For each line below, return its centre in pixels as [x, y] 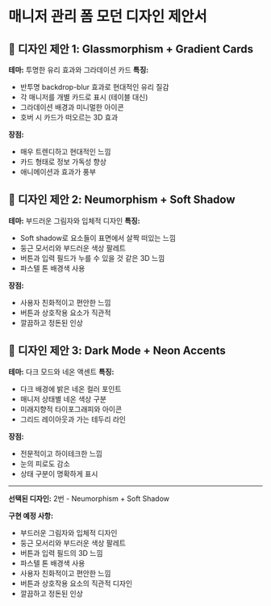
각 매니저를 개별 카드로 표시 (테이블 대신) [84, 97]
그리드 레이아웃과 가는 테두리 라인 [73, 419]
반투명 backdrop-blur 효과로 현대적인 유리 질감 [94, 87]
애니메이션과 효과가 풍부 [58, 172]
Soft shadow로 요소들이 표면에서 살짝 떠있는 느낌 [98, 238]
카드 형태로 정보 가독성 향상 [63, 162]
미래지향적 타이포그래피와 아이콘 [71, 409]
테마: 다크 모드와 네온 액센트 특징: [61, 372]
